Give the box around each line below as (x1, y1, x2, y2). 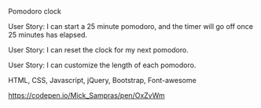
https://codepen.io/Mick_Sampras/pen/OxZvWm (8, 91, 165, 100)
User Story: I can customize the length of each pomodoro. (8, 60, 197, 70)
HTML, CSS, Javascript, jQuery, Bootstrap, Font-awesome (8, 76, 197, 85)
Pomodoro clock (8, 7, 61, 16)
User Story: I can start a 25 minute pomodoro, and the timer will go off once (8, 22, 254, 31)
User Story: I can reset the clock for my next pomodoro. (8, 45, 189, 54)
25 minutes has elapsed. (8, 31, 88, 39)
